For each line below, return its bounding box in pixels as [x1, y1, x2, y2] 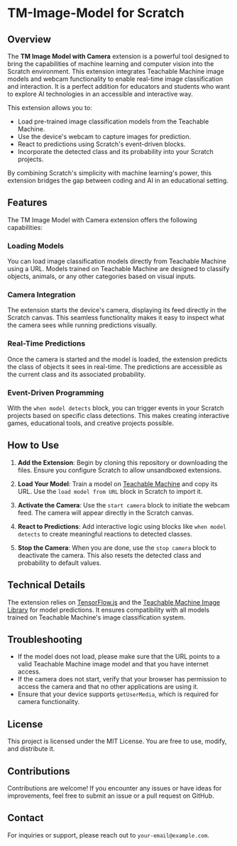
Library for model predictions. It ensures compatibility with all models [7, 605, 210, 614]
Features [7, 197, 48, 209]
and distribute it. [7, 745, 55, 753]
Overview [7, 33, 52, 45]
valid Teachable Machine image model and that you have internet [17, 660, 209, 669]
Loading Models [7, 241, 65, 251]
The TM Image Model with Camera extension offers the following [7, 215, 197, 224]
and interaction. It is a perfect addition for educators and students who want [7, 82, 231, 90]
